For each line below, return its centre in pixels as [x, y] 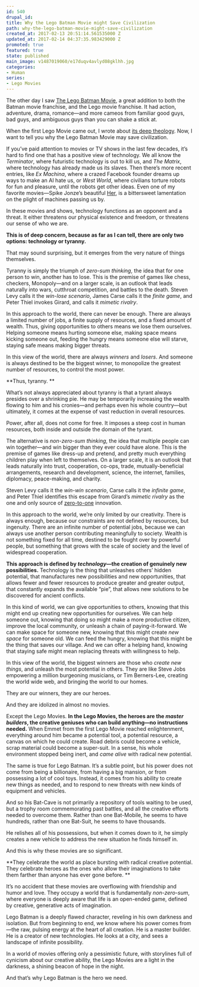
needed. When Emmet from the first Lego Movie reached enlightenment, [95, 729]
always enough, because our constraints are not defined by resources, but [97, 521]
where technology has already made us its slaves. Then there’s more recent [99, 168]
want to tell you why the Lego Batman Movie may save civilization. [87, 137]
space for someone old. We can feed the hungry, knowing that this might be [99, 639]
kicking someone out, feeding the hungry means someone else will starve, [97, 339]
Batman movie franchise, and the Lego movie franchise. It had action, [91, 107]
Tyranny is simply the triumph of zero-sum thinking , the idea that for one [95, 271]
